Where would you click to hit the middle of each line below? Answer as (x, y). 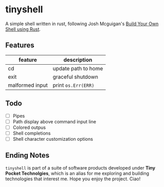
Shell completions (32, 133)
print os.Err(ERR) (74, 85)
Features (20, 45)
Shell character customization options (53, 139)
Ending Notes (28, 155)
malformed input (28, 85)
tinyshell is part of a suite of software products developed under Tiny (80, 167)
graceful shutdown (76, 77)
